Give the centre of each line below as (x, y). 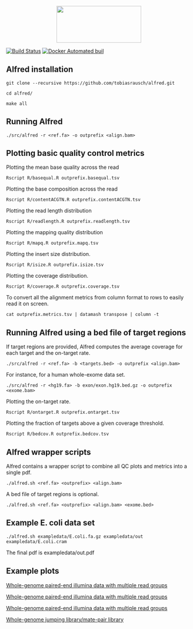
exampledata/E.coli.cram (36, 541)
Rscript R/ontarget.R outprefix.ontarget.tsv (63, 412)
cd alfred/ (19, 93)
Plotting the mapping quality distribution (54, 232)
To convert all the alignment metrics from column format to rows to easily (95, 298)
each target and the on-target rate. (48, 353)
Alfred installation (40, 70)
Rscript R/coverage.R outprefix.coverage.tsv (63, 287)
